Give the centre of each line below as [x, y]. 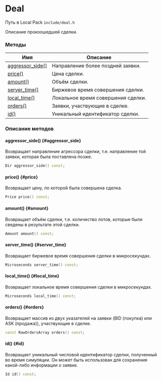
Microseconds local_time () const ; [41, 296]
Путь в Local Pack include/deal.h [40, 22]
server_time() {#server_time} [36, 245]
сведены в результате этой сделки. [42, 224]
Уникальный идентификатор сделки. [96, 114]
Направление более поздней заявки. [96, 66]
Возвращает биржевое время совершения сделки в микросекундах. [78, 255]
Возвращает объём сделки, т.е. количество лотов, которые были [74, 219]
